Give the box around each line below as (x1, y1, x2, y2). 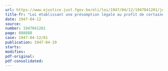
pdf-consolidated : (5, 58, 43, 63)
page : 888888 (5, 30, 32, 35)
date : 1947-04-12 (5, 16, 41, 21)
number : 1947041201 (5, 26, 46, 31)
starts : (5, 44, 21, 49)
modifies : (5, 49, 26, 54)
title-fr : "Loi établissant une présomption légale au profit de (5, 12, 144, 17)
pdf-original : (5, 53, 35, 59)
